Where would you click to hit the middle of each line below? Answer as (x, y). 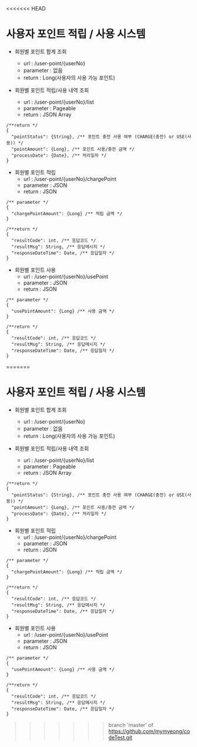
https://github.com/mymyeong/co (149, 731)
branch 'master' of (131, 725)
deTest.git (120, 737)
